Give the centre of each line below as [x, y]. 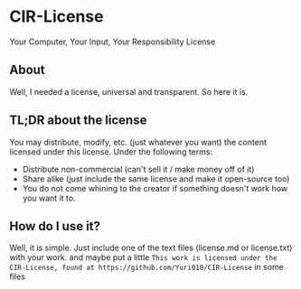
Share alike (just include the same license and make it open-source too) [156, 179]
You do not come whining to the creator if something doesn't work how [155, 188]
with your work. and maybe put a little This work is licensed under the [143, 257]
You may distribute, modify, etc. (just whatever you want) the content [138, 142]
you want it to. [49, 198]
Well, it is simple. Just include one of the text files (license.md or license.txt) [151, 248]
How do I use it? [55, 226]
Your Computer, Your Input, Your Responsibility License [113, 42]
